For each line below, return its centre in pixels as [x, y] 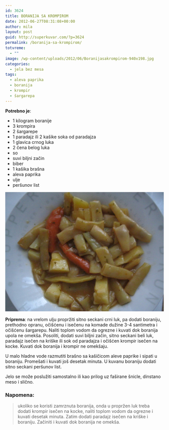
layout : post [19, 32]
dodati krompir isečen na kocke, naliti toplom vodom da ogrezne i [85, 411]
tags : [11, 75]
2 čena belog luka [31, 147]
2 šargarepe [25, 131]
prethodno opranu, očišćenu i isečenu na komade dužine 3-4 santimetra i [81, 325]
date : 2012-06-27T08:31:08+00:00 [40, 21]
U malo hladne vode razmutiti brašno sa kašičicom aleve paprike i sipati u [81, 356]
